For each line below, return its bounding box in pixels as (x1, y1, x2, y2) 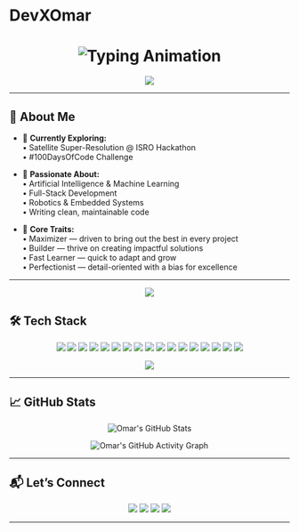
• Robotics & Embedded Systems (21, 197, 144, 207)
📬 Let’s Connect (9, 475, 105, 490)
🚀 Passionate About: (21, 168, 100, 179)
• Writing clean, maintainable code (21, 206, 149, 217)
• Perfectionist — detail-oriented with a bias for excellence (21, 262, 238, 272)
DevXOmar (9, 5, 92, 26)
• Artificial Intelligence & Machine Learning (21, 178, 180, 189)
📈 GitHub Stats (9, 395, 96, 410)
